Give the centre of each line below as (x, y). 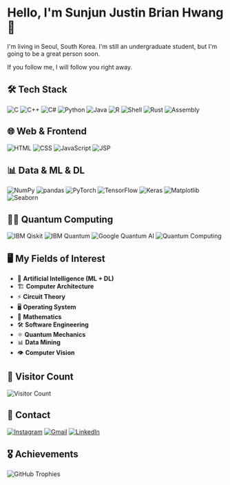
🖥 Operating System (46, 307)
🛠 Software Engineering (53, 324)
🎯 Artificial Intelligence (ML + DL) (65, 278)
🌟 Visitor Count (40, 377)
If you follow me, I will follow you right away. (70, 67)
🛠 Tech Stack (37, 90)
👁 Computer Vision (46, 352)
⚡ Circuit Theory (41, 297)
